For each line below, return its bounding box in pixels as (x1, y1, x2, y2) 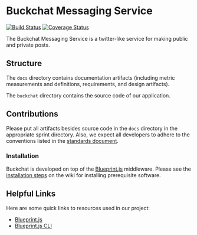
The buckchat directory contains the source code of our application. (6, 92, 171, 99)
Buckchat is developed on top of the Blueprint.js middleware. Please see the (6, 165, 192, 172)
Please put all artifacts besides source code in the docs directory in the (6, 125, 178, 132)
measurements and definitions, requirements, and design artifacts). (6, 80, 170, 87)
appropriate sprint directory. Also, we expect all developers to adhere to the (6, 131, 190, 138)
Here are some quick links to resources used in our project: (6, 204, 150, 211)
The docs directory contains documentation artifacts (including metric (6, 74, 175, 81)
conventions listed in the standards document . (6, 137, 119, 144)
